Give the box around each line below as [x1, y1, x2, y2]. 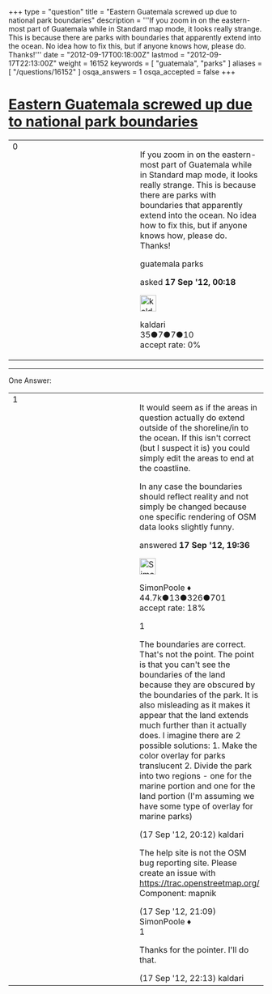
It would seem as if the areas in [138, 401, 257, 413]
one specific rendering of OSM [138, 511, 257, 522]
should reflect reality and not [138, 491, 249, 502]
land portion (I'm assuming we [138, 790, 255, 801]
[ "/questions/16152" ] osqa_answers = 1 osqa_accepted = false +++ [8, 67, 236, 76]
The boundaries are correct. [138, 639, 246, 650]
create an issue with [138, 867, 216, 878]
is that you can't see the [138, 659, 231, 670]
